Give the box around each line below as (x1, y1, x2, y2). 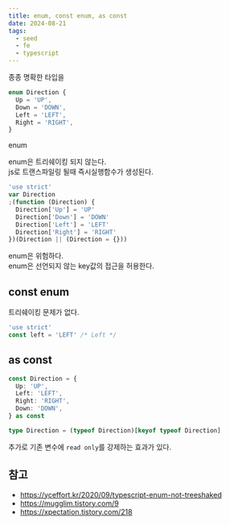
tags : (8, 27, 27, 35)
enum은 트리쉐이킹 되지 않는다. (8, 157, 107, 167)
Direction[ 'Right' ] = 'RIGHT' (15, 228, 117, 236)
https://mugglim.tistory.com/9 (19, 498, 119, 508)
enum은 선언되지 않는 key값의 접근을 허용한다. (8, 261, 154, 271)
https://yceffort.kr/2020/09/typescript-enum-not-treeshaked (19, 490, 223, 499)
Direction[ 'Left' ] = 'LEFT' (15, 221, 110, 229)
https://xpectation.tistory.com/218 (19, 506, 133, 516)
